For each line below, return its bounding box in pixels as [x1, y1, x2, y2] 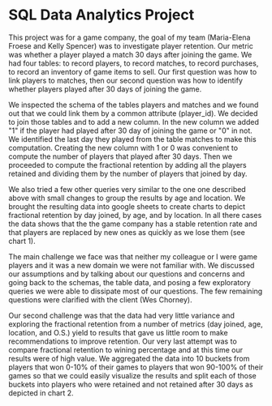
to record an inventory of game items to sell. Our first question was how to [8, 66, 257, 76]
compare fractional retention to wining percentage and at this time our [8, 344, 244, 354]
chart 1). [8, 236, 36, 246]
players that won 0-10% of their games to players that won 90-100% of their [8, 362, 264, 372]
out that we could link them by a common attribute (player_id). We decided [8, 108, 258, 118]
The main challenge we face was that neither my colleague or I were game [8, 251, 258, 261]
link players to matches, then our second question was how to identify [8, 75, 244, 85]
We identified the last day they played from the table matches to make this [8, 134, 257, 143]
